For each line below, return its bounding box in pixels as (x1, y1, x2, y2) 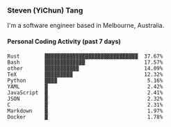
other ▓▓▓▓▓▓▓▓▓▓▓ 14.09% (7, 65, 163, 71)
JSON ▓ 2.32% (7, 95, 163, 102)
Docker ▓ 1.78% (7, 113, 163, 120)
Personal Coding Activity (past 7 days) (7, 37, 122, 45)
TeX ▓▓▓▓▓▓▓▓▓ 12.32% (7, 71, 163, 78)
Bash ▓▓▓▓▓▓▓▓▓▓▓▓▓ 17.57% (7, 58, 163, 66)
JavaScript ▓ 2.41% (7, 89, 163, 96)
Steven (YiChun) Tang (7, 6, 83, 15)
